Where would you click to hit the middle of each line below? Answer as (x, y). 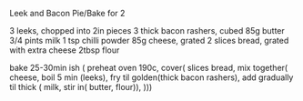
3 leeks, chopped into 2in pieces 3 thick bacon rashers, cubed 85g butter (147, 30)
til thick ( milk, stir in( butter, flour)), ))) (81, 87)
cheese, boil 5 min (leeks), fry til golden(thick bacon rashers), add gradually (151, 77)
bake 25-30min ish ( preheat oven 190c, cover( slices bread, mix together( (149, 68)
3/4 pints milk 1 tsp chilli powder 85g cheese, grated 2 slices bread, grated (149, 40)
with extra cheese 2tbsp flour (65, 50)
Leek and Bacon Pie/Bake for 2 (67, 13)
